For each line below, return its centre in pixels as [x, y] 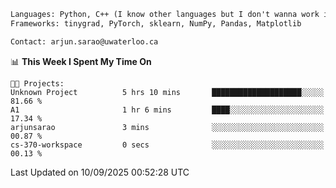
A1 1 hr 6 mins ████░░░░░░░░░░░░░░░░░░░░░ [167, 110]
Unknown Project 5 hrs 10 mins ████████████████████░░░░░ [167, 92]
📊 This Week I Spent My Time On [81, 61]
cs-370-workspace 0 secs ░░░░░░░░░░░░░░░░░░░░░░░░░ [167, 145]
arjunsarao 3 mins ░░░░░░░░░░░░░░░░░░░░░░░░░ [167, 127]
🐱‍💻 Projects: [37, 83]
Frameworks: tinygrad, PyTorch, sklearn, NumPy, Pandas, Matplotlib [156, 23]
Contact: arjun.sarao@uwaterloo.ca [84, 41]
